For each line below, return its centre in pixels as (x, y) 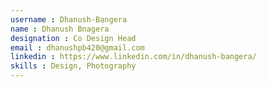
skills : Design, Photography (73, 66)
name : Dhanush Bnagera (60, 29)
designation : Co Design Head (73, 38)
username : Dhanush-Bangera (69, 19)
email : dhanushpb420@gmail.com (77, 47)
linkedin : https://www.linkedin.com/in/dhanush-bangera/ (133, 57)
